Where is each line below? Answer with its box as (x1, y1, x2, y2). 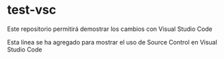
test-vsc (7, 2, 57, 18)
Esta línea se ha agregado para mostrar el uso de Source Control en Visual (7, 38, 218, 46)
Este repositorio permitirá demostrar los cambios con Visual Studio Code (7, 25, 212, 33)
